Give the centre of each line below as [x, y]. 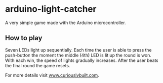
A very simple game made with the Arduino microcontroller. [65, 23]
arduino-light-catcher [51, 9]
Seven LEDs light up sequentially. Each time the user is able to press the [79, 50]
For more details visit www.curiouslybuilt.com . [52, 75]
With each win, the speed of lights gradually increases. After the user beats [82, 60]
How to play [24, 38]
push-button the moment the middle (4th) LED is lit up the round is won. [78, 55]
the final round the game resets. [38, 65]
